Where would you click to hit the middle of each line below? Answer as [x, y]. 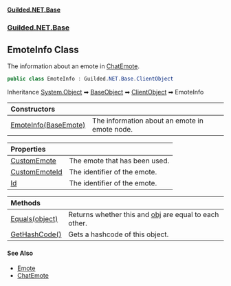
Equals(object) [34, 219]
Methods [26, 203]
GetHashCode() [36, 234]
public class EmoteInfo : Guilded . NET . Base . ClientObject [90, 79]
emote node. [112, 130]
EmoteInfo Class [43, 49]
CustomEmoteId [37, 172]
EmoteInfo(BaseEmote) [48, 125]
